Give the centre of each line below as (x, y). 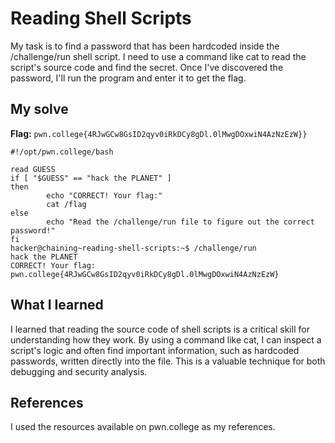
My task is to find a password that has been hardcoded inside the (145, 46)
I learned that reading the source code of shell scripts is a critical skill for (160, 329)
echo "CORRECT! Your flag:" (104, 195)
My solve (39, 109)
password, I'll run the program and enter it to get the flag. (128, 78)
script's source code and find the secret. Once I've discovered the (147, 67)
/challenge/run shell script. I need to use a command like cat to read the (158, 56)
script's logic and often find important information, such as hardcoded (155, 350)
